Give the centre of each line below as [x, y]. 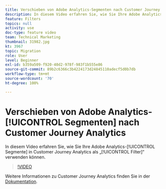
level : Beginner [22, 60]
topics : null [19, 23]
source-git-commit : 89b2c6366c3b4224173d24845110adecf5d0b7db [70, 70]
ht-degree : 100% [22, 83]
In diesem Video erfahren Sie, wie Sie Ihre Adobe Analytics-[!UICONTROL [80, 147]
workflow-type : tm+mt [27, 74]
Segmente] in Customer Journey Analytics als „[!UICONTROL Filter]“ [75, 151]
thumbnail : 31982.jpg [27, 42]
